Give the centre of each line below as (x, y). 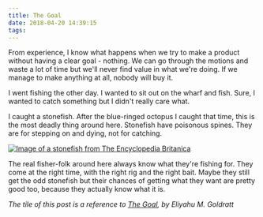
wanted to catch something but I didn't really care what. (99, 101)
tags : (17, 30)
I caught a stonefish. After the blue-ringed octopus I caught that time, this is (131, 117)
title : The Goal (35, 15)
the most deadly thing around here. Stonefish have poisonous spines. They (130, 125)
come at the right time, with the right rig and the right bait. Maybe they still (129, 172)
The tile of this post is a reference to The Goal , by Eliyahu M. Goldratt (121, 204)
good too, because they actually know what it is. (87, 189)
